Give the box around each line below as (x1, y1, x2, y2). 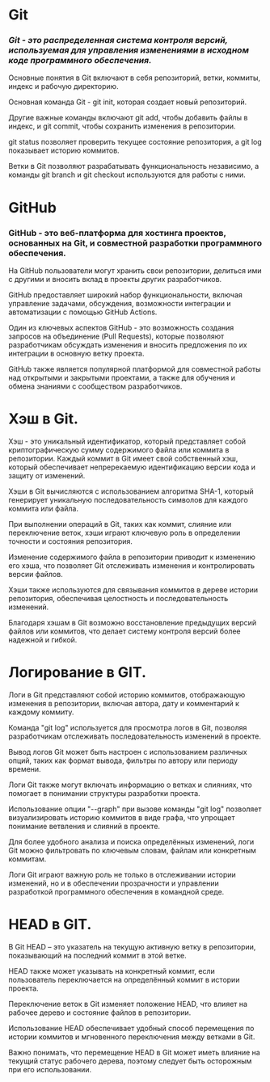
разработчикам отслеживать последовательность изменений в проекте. (8, 731, 261, 741)
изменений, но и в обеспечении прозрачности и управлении (8, 878, 220, 888)
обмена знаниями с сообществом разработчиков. (8, 381, 183, 391)
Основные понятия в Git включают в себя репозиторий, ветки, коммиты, (8, 73, 261, 82)
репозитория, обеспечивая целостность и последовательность (8, 593, 229, 603)
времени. (8, 764, 42, 773)
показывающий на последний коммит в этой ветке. (8, 950, 188, 960)
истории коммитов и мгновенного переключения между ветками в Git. (8, 1032, 255, 1042)
